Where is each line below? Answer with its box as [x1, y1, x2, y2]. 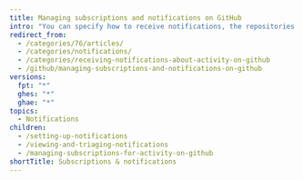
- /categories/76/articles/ [17, 38, 125, 48]
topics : [9, 106, 39, 115]
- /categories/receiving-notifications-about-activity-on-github [17, 55, 271, 65]
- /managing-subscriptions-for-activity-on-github [17, 148, 214, 157]
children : [9, 124, 47, 133]
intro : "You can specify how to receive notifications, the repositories [9, 22, 296, 31]
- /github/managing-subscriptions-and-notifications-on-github [17, 65, 262, 74]
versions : [9, 73, 47, 82]
